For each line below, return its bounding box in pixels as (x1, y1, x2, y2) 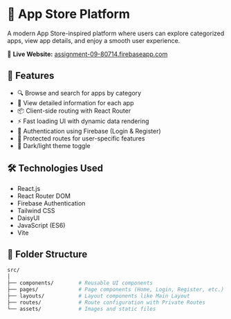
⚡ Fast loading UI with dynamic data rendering (17, 117, 149, 125)
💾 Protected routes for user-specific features (17, 134, 145, 143)
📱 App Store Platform (7, 6, 130, 22)
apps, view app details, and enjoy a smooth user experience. (7, 36, 181, 44)
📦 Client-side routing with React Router (17, 107, 131, 115)
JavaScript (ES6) (17, 221, 66, 229)
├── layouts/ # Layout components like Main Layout (7, 292, 190, 300)
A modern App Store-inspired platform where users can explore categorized (7, 29, 225, 37)
